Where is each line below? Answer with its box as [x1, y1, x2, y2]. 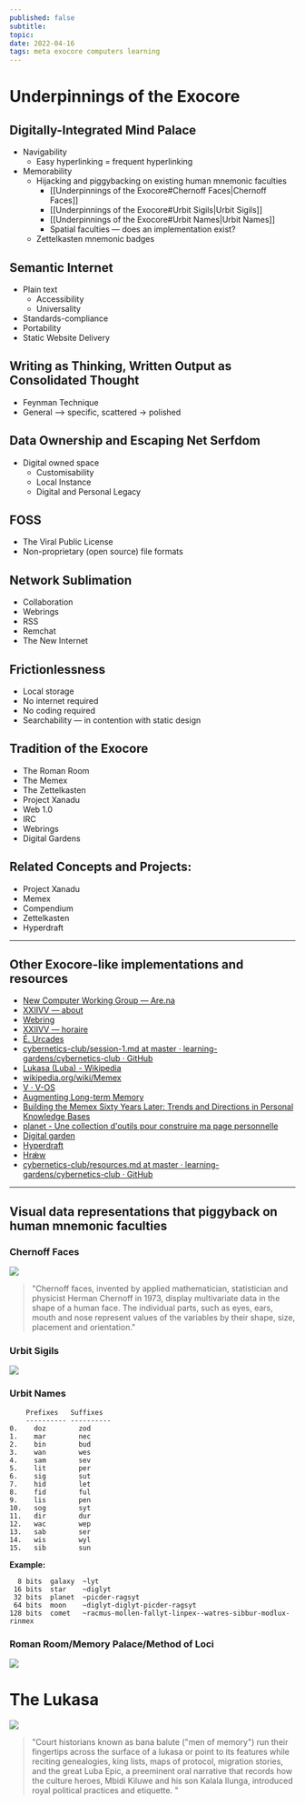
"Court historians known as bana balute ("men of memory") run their [31, 1736, 289, 1747]
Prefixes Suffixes [25, 1408, 103, 1417]
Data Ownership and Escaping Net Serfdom [9, 433, 261, 448]
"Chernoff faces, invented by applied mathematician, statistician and [31, 1283, 289, 1294]
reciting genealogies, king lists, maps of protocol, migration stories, [31, 1756, 284, 1767]
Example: [9, 1559, 46, 1569]
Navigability [22, 146, 68, 157]
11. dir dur [9, 1511, 92, 1520]
